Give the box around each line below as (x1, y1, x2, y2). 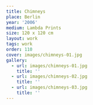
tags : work (6, 41, 33, 47)
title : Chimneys (6, 8, 46, 15)
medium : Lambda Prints (6, 24, 61, 31)
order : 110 (6, 47, 33, 52)
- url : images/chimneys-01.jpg (11, 62, 88, 69)
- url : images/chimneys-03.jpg (11, 85, 88, 90)
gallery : (6, 57, 27, 63)
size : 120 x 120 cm (6, 30, 54, 36)
